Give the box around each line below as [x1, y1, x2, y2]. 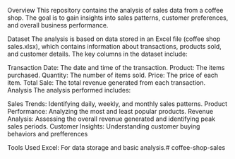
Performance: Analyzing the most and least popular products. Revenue [7, 107, 214, 115]
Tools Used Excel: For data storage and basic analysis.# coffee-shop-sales [7, 143, 226, 151]
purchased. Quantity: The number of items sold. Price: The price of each [7, 71, 219, 79]
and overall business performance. [7, 21, 109, 29]
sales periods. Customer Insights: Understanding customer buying [7, 122, 200, 130]
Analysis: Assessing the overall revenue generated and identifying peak [7, 114, 215, 123]
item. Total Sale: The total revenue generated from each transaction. [7, 78, 206, 87]
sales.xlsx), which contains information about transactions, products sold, [7, 42, 222, 50]
